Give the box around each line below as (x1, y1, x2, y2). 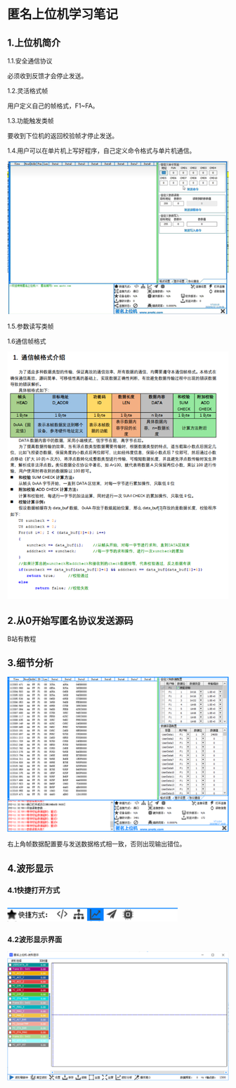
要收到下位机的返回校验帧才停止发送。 (7, 132, 118, 139)
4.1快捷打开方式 (7, 885, 60, 895)
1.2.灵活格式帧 (7, 87, 48, 95)
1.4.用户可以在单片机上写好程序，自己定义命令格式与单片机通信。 (7, 146, 196, 155)
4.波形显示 (7, 862, 54, 874)
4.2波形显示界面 (7, 934, 63, 944)
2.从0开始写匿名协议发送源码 (7, 614, 133, 627)
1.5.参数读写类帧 (7, 322, 54, 331)
